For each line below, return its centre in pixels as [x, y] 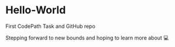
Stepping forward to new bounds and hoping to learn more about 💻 [87, 38]
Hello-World [36, 10]
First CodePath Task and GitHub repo [51, 26]
